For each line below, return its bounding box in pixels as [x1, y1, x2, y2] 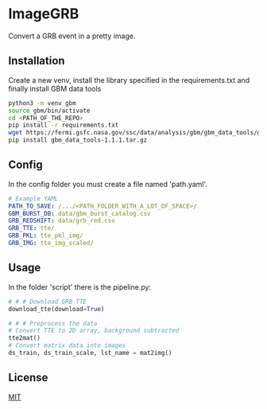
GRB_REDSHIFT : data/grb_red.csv [8, 216, 115, 225]
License [8, 371, 48, 384]
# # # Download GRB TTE [8, 298, 87, 306]
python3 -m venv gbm [8, 99, 77, 107]
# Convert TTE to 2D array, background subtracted [8, 327, 180, 335]
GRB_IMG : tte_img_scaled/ [8, 240, 94, 247]
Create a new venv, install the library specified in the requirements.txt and [8, 75, 250, 84]
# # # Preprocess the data [8, 319, 98, 327]
